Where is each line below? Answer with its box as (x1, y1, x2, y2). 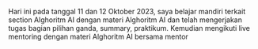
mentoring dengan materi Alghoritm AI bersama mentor (8, 32, 188, 41)
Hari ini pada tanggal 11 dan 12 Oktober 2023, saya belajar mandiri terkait (8, 7, 246, 16)
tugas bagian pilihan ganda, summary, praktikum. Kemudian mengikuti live (8, 24, 251, 32)
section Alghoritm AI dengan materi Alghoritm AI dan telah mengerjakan (8, 15, 243, 24)
